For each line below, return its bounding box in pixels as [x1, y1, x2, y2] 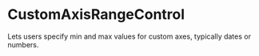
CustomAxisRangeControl [7, 6, 185, 24]
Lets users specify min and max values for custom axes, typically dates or [7, 32, 251, 41]
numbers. [7, 39, 39, 49]
